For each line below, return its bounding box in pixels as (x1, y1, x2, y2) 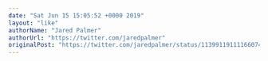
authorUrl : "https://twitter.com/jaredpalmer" (8, 33, 166, 42)
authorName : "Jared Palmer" (8, 26, 102, 34)
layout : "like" (8, 19, 59, 27)
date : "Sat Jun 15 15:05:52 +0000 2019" (8, 11, 145, 20)
